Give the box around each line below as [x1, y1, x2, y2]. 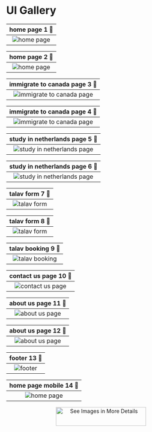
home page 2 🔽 [9, 52, 53, 61]
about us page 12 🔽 [9, 326, 67, 335]
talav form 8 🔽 [9, 217, 50, 225]
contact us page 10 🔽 [9, 271, 72, 280]
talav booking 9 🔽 [9, 244, 61, 253]
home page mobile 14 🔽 [9, 381, 79, 389]
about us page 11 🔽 [9, 299, 67, 307]
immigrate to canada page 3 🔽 [9, 80, 97, 88]
